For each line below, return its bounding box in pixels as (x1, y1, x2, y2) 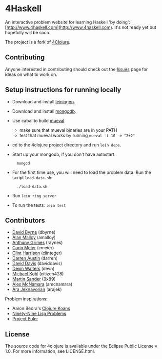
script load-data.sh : (12, 174, 53, 180)
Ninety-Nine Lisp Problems (12, 311, 67, 316)
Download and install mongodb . (12, 108, 77, 114)
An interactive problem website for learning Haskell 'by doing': (5, 19, 131, 25)
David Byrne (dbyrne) (12, 229, 56, 235)
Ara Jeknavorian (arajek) (12, 287, 62, 292)
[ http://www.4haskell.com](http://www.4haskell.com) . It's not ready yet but (5, 24, 157, 30)
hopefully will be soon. (5, 29, 51, 35)
